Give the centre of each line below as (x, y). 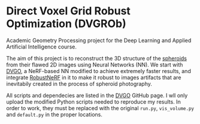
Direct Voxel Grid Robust (68, 11)
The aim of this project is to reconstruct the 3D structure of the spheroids (97, 58)
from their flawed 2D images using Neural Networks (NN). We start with (95, 65)
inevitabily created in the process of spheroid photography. (79, 84)
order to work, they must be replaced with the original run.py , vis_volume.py (100, 108)
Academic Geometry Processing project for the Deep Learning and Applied (99, 40)
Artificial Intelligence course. (41, 47)
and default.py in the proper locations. (54, 114)
